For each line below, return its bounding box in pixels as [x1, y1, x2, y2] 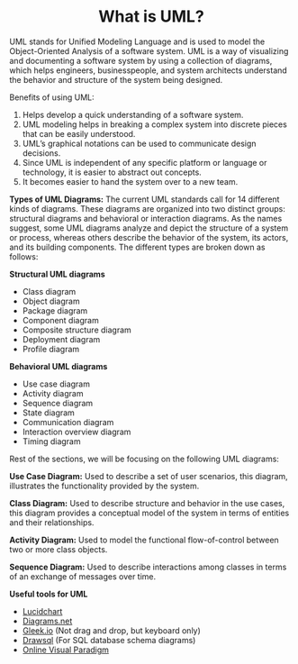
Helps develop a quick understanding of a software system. [22, 109, 244, 120]
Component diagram [22, 314, 99, 325]
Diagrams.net [22, 615, 73, 626]
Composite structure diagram [22, 324, 132, 335]
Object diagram [22, 296, 80, 306]
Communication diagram [22, 416, 114, 427]
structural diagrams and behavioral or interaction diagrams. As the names [9, 213, 283, 223]
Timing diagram [22, 435, 81, 447]
